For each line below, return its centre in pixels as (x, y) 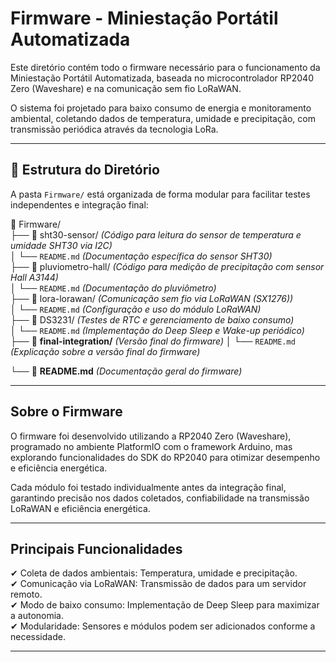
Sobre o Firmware (66, 412)
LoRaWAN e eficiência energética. (80, 508)
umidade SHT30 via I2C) (61, 245)
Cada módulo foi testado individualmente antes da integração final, (148, 487)
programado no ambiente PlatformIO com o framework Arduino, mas (151, 446)
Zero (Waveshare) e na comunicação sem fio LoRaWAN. (126, 88)
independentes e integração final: (79, 204)
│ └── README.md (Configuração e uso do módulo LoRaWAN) (136, 309)
